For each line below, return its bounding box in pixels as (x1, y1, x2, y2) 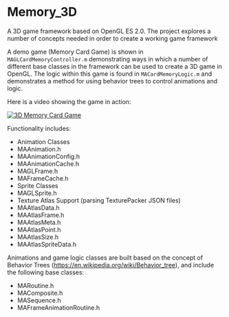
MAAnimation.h (17, 145, 61, 153)
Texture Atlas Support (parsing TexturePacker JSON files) (17, 196, 181, 204)
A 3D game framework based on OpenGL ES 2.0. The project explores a (7, 27, 211, 35)
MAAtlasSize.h (17, 232, 59, 241)
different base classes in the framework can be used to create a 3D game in (7, 62, 222, 70)
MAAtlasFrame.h (17, 211, 65, 219)
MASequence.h (17, 296, 62, 304)
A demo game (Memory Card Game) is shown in (7, 48, 144, 56)
